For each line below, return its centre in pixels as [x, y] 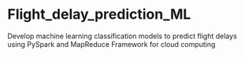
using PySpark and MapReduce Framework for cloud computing [111, 44]
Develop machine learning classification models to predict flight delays [122, 36]
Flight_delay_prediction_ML [99, 14]
